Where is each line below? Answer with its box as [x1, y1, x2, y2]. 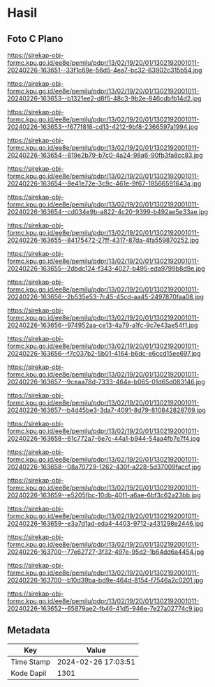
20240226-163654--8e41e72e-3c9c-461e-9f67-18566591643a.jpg [7, 179, 202, 188]
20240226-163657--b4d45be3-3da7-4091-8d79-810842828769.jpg [7, 406, 206, 414]
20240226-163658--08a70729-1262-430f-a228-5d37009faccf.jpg [7, 462, 201, 471]
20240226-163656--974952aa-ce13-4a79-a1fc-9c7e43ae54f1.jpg [7, 321, 198, 329]
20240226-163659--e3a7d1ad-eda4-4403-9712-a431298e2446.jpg [7, 520, 204, 527]
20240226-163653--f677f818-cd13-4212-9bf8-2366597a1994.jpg [7, 123, 198, 130]
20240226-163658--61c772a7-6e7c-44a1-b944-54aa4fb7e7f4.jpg [7, 435, 200, 442]
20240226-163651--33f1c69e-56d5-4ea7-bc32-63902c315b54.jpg [7, 66, 202, 74]
